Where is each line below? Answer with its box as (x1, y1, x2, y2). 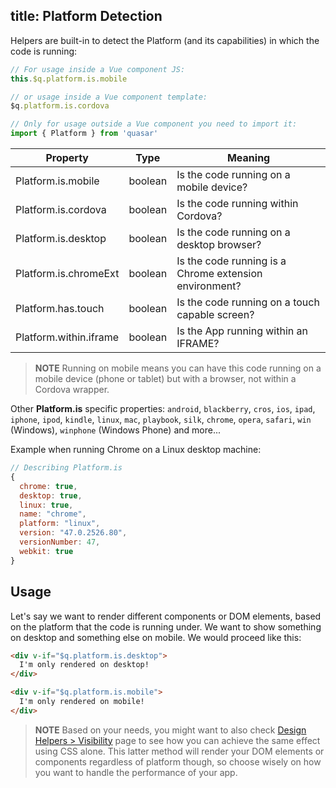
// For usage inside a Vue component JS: (10, 64, 186, 74)
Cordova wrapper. (34, 384, 110, 396)
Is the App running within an (176, 324, 308, 338)
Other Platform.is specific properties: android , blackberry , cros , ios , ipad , (10, 403, 316, 415)
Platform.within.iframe (15, 330, 119, 344)
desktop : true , (19, 490, 83, 501)
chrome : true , (19, 481, 78, 491)
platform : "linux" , (19, 519, 101, 529)
